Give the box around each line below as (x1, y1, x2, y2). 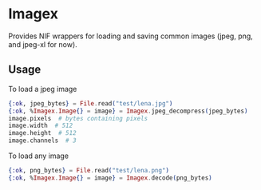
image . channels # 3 (8, 137, 77, 144)
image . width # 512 (8, 121, 73, 130)
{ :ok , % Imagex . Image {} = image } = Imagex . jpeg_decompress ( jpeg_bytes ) (8, 107, 248, 115)
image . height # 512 (8, 129, 77, 137)
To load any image (8, 151, 69, 160)
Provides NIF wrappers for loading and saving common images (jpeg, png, (8, 31, 253, 41)
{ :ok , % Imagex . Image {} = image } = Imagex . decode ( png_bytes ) (8, 173, 213, 182)
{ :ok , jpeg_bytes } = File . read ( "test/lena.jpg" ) (8, 99, 173, 108)
